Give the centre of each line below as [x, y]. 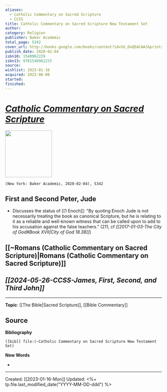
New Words [17, 355]
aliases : [14, 10]
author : [13, 28]
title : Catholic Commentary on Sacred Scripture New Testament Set [77, 24]
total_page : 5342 [23, 42]
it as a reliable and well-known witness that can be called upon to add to [86, 221]
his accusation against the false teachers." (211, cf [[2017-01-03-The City [87, 227]
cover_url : [16, 47]
